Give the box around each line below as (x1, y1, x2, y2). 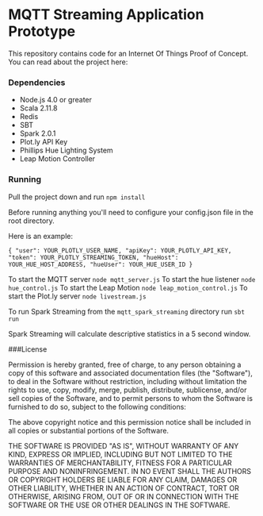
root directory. (8, 216, 55, 225)
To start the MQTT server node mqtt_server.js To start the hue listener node (8, 274, 256, 283)
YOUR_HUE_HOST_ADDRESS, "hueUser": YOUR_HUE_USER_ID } (8, 260, 193, 268)
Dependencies (8, 77, 66, 88)
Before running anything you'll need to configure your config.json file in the (8, 207, 253, 217)
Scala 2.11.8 (19, 103, 58, 113)
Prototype (8, 22, 76, 40)
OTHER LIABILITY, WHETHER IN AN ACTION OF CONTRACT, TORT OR (8, 483, 239, 493)
